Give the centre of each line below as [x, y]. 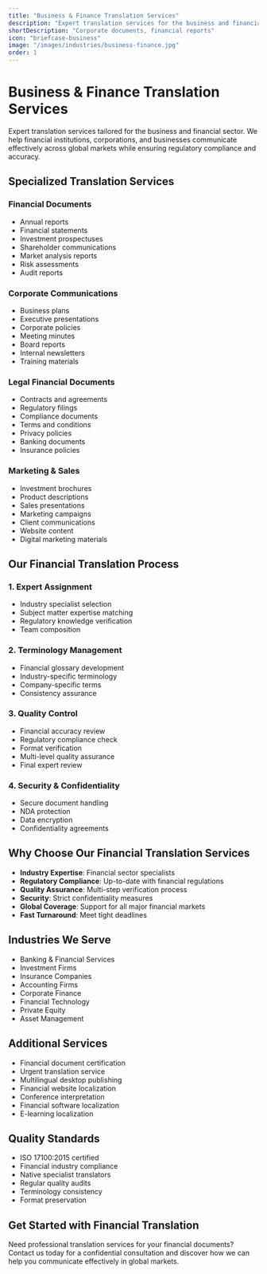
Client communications [57, 522]
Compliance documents [59, 416]
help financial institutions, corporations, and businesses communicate [123, 140]
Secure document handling [64, 803]
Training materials [49, 361]
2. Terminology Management [65, 651]
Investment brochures [56, 488]
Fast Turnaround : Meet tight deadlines [83, 914]
